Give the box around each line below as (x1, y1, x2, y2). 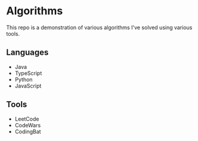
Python (14, 76, 33, 83)
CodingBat (14, 128, 41, 135)
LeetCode (14, 115, 39, 123)
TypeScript (14, 70, 42, 77)
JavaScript (14, 82, 42, 89)
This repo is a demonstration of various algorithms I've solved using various (6, 24, 193, 31)
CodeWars (14, 121, 41, 129)
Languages (6, 48, 49, 58)
